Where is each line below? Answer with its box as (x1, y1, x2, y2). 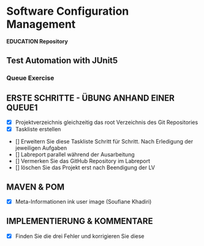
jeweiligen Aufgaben (15, 144, 67, 152)
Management (6, 17, 76, 31)
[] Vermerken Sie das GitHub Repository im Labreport (15, 158, 151, 165)
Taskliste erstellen (15, 126, 61, 133)
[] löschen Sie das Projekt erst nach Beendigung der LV (15, 164, 155, 171)
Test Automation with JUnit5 (6, 55, 118, 66)
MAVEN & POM (6, 182, 65, 192)
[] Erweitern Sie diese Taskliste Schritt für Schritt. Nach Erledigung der (15, 138, 194, 145)
